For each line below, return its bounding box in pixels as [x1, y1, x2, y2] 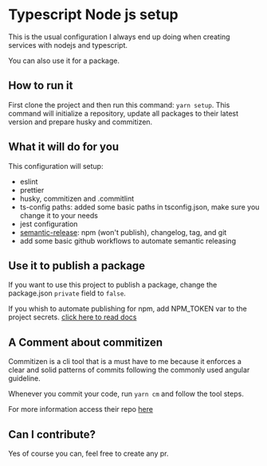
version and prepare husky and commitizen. [8, 117, 153, 127]
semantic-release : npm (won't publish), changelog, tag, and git [19, 227, 227, 237]
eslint [19, 177, 38, 186]
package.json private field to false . [8, 288, 126, 298]
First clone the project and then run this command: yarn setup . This [8, 100, 230, 109]
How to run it [8, 79, 73, 92]
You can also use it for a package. [8, 56, 120, 65]
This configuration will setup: [8, 161, 104, 170]
